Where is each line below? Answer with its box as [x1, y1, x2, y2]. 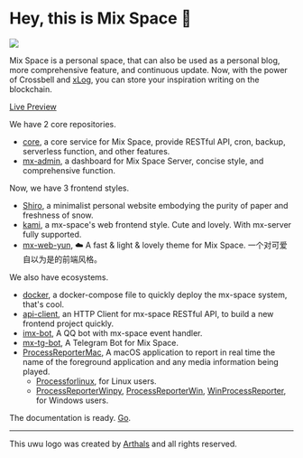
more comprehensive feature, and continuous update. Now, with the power [9, 64, 289, 75]
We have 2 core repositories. [9, 118, 116, 129]
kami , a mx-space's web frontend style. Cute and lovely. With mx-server [22, 219, 291, 229]
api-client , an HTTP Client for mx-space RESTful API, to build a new [22, 308, 274, 319]
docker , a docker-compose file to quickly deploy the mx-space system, [22, 289, 288, 300]
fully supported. [22, 229, 82, 239]
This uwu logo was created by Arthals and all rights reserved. [9, 438, 237, 449]
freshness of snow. [22, 210, 94, 220]
